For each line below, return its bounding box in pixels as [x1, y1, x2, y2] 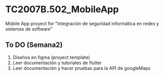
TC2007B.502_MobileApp [5, 4, 119, 15]
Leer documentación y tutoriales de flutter [12, 60, 102, 66]
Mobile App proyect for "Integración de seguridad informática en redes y [5, 20, 159, 27]
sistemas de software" [5, 26, 53, 32]
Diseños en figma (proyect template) [12, 54, 90, 60]
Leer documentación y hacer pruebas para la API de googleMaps [12, 65, 151, 71]
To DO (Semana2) [5, 41, 63, 49]
